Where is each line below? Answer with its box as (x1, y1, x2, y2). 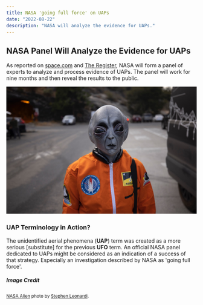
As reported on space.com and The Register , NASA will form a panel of (6, 62, 183, 69)
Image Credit (6, 277, 40, 284)
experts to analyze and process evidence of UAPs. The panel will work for (6, 68, 191, 76)
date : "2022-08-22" (6, 16, 56, 22)
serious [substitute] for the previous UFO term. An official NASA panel (6, 243, 181, 251)
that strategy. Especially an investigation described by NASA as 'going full (6, 256, 190, 263)
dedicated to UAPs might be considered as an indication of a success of (6, 250, 186, 257)
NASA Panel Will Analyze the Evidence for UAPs (6, 45, 191, 56)
